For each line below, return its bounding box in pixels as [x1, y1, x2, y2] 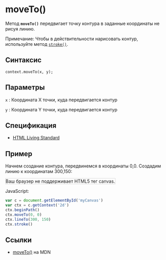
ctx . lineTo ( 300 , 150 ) [5, 217, 51, 222]
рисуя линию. [5, 25, 35, 32]
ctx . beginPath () [5, 207, 40, 212]
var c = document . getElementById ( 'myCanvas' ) [5, 198, 103, 203]
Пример [5, 149, 32, 158]
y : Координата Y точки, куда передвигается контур [5, 106, 118, 112]
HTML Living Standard [12, 135, 60, 141]
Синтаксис [5, 56, 42, 65]
